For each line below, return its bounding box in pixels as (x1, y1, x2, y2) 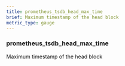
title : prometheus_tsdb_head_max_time (6, 8, 103, 15)
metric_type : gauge (6, 20, 55, 26)
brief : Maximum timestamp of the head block (6, 14, 119, 20)
